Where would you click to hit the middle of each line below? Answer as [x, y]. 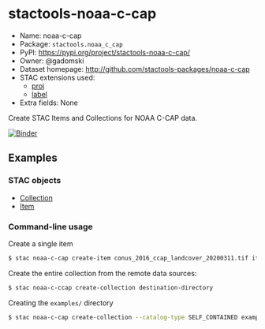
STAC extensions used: [57, 77]
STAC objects [35, 181]
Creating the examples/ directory [61, 303]
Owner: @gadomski [52, 61]
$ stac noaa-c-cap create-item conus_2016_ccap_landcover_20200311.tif [128, 258]
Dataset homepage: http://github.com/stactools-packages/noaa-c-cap [134, 69]
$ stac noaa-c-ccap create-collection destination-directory [111, 288]
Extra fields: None [49, 103]
